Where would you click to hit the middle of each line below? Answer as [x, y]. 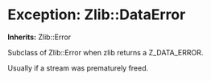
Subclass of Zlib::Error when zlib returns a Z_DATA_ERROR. [105, 52]
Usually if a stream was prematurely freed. [78, 68]
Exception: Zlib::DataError [97, 15]
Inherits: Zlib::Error [39, 37]
